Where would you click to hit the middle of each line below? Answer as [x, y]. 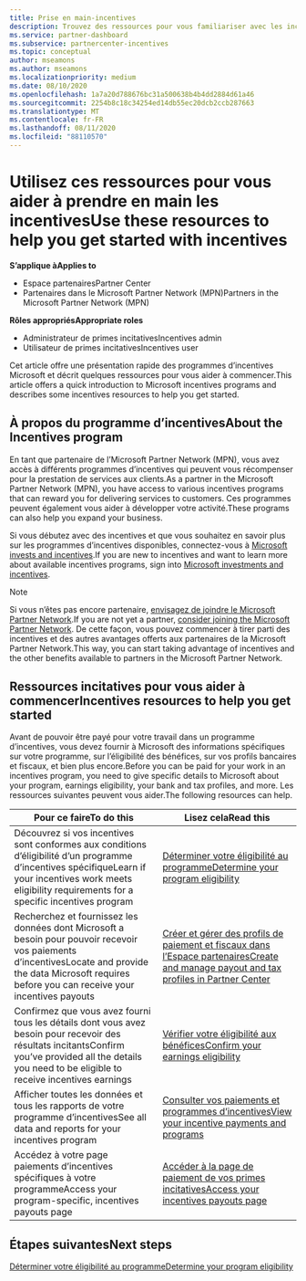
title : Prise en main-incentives [73, 18]
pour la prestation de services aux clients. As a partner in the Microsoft [142, 478]
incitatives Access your [211, 1190]
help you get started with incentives [148, 241]
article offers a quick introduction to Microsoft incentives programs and [143, 384]
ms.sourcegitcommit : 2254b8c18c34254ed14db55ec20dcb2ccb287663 [132, 103]
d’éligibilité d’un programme [73, 856]
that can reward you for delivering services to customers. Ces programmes [150, 498]
